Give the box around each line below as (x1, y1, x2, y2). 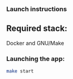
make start (6, 68, 34, 74)
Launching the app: (6, 54, 65, 63)
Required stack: (6, 24, 68, 34)
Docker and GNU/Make (6, 39, 64, 46)
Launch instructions (6, 5, 67, 13)
